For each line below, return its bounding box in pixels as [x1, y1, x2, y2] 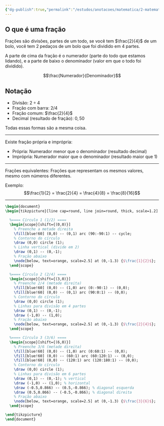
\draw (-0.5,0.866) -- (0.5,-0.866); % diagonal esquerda [14, 385, 134, 390]
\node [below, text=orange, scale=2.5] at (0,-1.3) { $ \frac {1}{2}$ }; [14, 258, 156, 263]
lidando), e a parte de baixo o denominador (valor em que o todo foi [5, 58, 142, 64]
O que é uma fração [5, 25, 66, 34]
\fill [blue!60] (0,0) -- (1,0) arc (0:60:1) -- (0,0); [14, 349, 128, 354]
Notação [5, 87, 32, 95]
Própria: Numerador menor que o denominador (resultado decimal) [12, 149, 147, 155]
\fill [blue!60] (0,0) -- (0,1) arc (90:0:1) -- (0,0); [14, 290, 128, 295]
